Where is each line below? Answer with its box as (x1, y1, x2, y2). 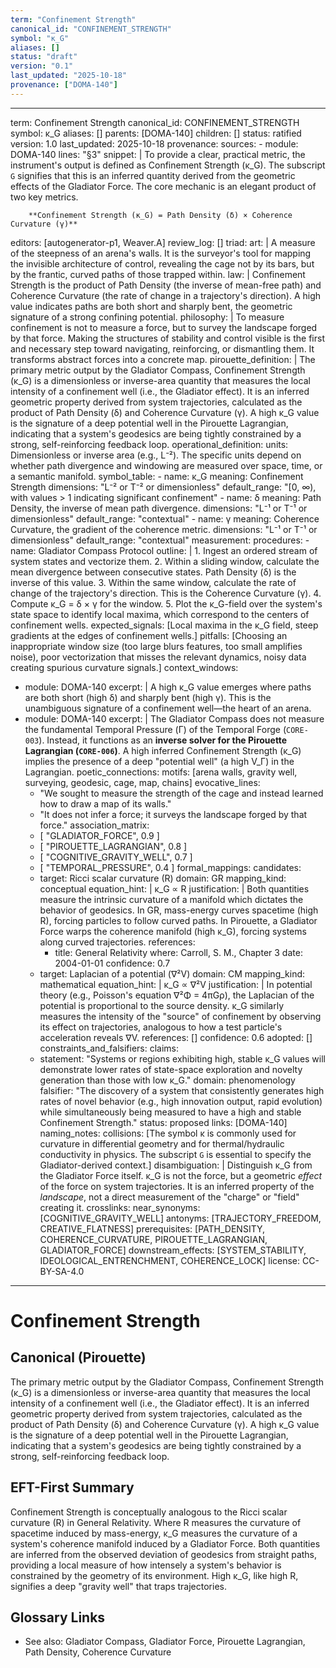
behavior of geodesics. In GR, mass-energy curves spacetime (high (39, 904, 319, 916)
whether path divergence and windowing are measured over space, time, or (10, 459, 323, 471)
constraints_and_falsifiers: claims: (39, 1042, 180, 1054)
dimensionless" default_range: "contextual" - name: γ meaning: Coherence (10, 512, 320, 525)
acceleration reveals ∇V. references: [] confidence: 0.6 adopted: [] (39, 1031, 313, 1043)
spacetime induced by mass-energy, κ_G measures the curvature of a (10, 1527, 298, 1539)
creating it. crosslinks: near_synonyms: (39, 1201, 201, 1213)
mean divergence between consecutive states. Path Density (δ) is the (10, 566, 297, 578)
